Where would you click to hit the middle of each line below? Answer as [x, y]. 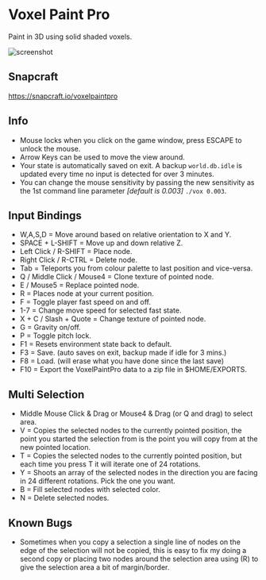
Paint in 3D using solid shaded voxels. [70, 36]
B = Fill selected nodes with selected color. [90, 490]
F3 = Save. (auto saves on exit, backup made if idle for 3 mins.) [123, 353]
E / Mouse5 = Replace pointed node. [79, 285]
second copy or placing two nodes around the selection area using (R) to [139, 559]
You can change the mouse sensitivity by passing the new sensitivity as [137, 182]
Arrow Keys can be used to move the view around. [102, 157]
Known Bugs [40, 522]
